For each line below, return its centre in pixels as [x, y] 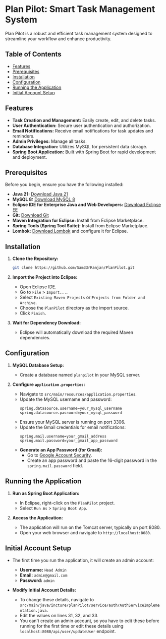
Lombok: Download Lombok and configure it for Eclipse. [70, 231]
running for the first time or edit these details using [72, 626]
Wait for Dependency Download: [46, 323]
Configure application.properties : [49, 384]
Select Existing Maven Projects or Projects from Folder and [82, 297]
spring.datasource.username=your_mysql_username [71, 408]
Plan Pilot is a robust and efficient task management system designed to [79, 33]
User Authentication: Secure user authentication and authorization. [82, 126]
